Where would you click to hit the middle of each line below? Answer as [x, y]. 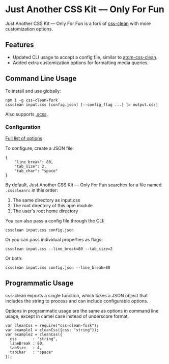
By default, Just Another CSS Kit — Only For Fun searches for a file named [83, 185]
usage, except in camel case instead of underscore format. [67, 316]
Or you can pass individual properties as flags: [54, 239]
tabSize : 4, [26, 348]
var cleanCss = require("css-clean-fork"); [52, 325]
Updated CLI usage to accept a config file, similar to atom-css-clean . [85, 57]
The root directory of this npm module [53, 205]
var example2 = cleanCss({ [34, 334]
